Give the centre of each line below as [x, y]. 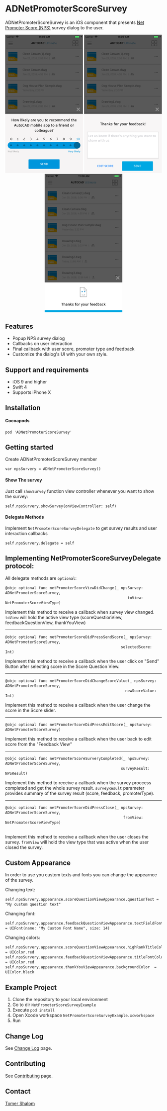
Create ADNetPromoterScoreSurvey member [51, 459]
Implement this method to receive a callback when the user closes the [77, 836]
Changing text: [20, 890]
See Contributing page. [29, 1076]
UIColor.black [20, 972]
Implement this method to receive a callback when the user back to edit [78, 739]
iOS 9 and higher [30, 381]
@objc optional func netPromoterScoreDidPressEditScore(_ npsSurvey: [79, 725]
